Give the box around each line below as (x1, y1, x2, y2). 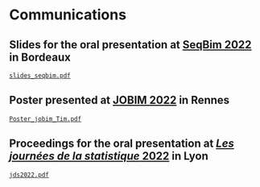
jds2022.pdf (9, 171, 49, 179)
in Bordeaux (9, 50, 71, 64)
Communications (9, 6, 127, 24)
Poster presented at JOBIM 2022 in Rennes (9, 93, 230, 107)
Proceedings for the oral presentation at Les (9, 137, 234, 151)
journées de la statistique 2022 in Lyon (9, 149, 208, 163)
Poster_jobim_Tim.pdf (9, 114, 82, 123)
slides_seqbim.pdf (9, 72, 71, 80)
